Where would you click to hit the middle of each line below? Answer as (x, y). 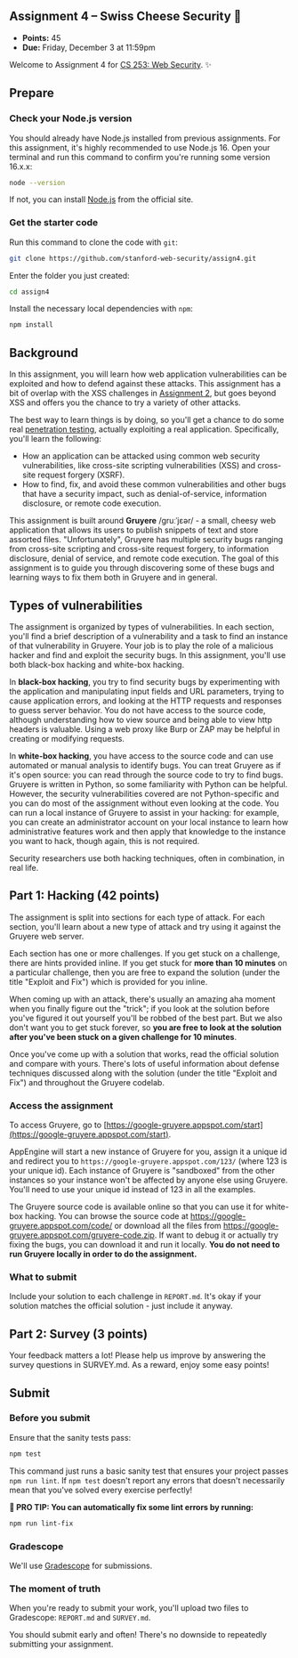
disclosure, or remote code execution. (92, 503)
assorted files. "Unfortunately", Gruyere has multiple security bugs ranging (146, 540)
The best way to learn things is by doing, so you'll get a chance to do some (147, 420)
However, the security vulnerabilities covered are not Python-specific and (144, 793)
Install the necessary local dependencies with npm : (101, 309)
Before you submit (50, 1418)
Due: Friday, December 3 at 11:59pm (89, 47)
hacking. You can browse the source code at (107, 1216)
